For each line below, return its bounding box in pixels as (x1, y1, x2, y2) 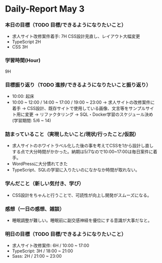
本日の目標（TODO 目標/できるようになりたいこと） (5, 22, 127, 29)
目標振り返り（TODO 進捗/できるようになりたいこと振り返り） (5, 81, 151, 88)
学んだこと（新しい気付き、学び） (5, 180, 84, 187)
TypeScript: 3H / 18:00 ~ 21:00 (12, 248, 74, 254)
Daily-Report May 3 (5, 3, 85, 15)
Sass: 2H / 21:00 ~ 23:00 (12, 253, 62, 259)
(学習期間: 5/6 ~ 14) (12, 118, 51, 124)
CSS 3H (12, 44, 28, 50)
